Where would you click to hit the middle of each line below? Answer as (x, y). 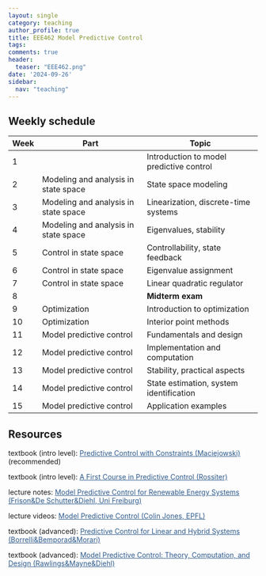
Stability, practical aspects (196, 370)
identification (171, 393)
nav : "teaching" (42, 89)
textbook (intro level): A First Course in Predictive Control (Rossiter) (118, 477)
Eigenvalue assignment (190, 271)
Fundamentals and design (194, 335)
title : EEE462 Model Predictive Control (76, 38)
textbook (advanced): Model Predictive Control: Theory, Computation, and (129, 555)
